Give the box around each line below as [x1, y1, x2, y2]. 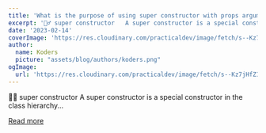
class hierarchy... [8, 101, 64, 110]
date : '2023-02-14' [8, 26, 73, 34]
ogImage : [8, 63, 37, 71]
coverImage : [8, 33, 47, 42]
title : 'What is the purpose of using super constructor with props [8, 11, 239, 20]
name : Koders [15, 48, 59, 56]
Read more [8, 116, 44, 125]
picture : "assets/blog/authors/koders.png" [15, 56, 161, 64]
